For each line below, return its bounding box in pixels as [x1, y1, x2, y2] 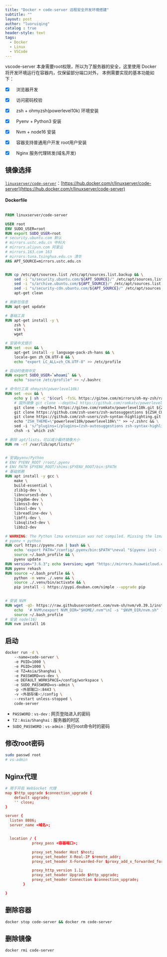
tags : [5, 35, 16, 40]
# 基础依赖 [5, 469, 25, 474]
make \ [14, 478, 28, 483]
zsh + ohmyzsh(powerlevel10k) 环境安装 [16, 108, 99, 114]
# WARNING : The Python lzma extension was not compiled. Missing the [5, 534, 153, 539]
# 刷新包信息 [5, 300, 28, 305]
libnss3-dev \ [14, 501, 43, 506]
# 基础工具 [5, 313, 25, 318]
